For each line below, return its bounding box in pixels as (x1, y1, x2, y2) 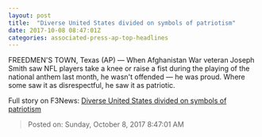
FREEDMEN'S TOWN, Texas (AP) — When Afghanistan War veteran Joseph (8, 55, 255, 65)
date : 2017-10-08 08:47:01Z (8, 26, 102, 34)
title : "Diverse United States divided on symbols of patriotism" (8, 19, 237, 27)
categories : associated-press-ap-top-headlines (8, 33, 169, 42)
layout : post (8, 11, 52, 20)
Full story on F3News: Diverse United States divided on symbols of (8, 96, 227, 105)
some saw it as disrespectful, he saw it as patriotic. (8, 81, 176, 90)
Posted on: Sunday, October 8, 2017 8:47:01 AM (27, 120, 184, 129)
